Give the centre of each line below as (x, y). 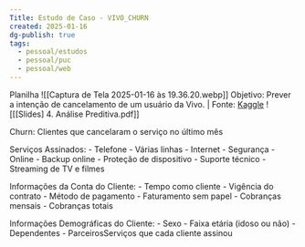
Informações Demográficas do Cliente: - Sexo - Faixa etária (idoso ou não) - (152, 223)
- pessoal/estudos (53, 52)
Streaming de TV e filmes (57, 169)
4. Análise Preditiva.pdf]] (93, 114)
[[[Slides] (27, 114)
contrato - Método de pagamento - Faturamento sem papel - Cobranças (145, 196)
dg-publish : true (42, 35)
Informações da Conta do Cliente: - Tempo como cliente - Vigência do (142, 186)
